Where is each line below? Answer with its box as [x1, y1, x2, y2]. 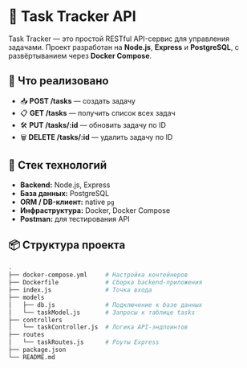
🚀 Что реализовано [8, 74, 109, 88]
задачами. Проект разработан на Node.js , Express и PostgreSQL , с [8, 42, 239, 51]
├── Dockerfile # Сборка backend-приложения [8, 279, 203, 287]
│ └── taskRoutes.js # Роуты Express [8, 338, 160, 346]
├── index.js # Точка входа [8, 286, 152, 294]
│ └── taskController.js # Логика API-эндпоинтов [8, 323, 188, 332]
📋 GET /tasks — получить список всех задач [19, 108, 176, 117]
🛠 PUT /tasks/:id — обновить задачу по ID [19, 120, 167, 129]
